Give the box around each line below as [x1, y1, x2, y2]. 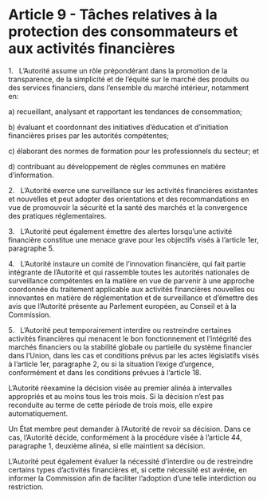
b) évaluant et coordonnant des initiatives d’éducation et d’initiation [8, 122, 229, 132]
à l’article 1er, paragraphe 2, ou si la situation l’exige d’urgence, [8, 359, 214, 369]
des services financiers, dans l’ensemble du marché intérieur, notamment [8, 82, 249, 93]
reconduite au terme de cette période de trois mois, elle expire [8, 400, 214, 409]
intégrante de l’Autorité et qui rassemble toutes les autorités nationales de [8, 267, 249, 277]
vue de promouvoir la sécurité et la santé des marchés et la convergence [8, 202, 249, 212]
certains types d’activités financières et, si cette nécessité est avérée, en [8, 464, 247, 474]
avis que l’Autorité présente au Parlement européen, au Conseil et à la [8, 301, 237, 310]
